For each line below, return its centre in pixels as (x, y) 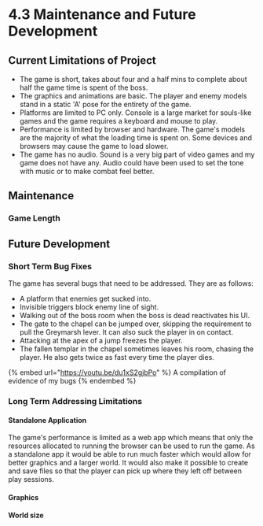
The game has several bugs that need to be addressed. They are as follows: (131, 283)
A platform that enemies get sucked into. (85, 298)
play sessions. (31, 480)
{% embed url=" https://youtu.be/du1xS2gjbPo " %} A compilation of (117, 372)
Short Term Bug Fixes (50, 266)
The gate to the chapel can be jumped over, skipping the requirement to (135, 324)
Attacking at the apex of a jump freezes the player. (101, 341)
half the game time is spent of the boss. (84, 87)
